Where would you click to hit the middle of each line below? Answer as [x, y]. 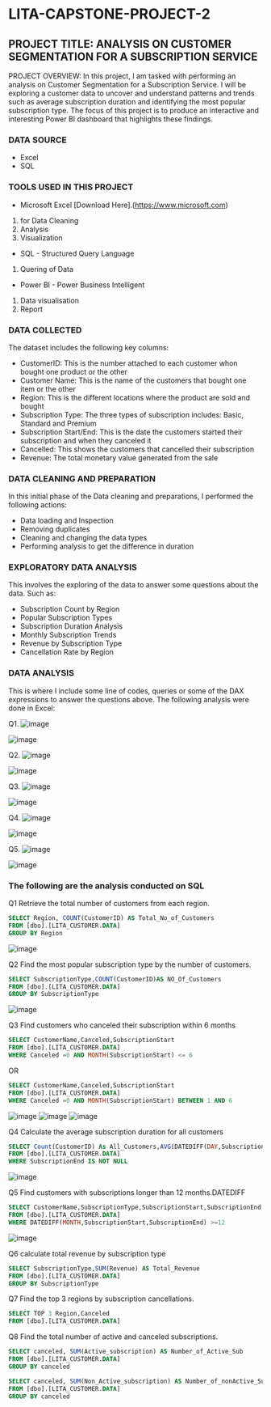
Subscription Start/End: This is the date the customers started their [131, 432]
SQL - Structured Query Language [77, 253]
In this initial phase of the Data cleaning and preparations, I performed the [131, 496]
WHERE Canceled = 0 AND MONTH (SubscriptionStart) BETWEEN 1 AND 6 [121, 1100]
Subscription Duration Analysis [71, 626]
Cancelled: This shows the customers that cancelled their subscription [137, 449]
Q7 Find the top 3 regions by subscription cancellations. [101, 1299]
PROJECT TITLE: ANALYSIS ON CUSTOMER [120, 44]
